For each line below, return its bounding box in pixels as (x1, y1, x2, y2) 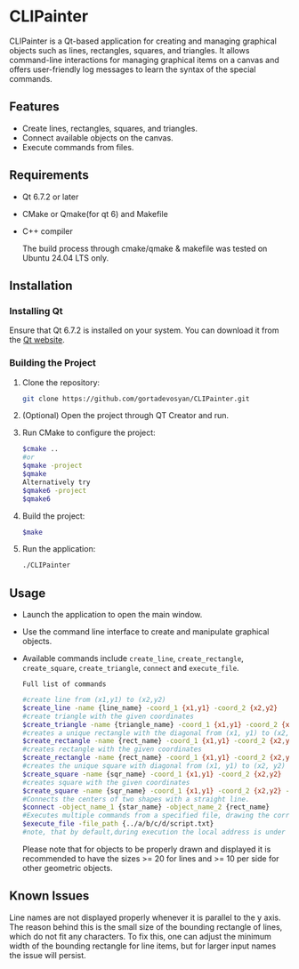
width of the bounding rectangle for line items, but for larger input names (9, 941, 277, 951)
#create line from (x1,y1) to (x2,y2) (21, 696, 166, 705)
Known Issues (9, 888, 90, 904)
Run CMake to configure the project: (21, 427, 156, 438)
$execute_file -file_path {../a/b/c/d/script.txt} (21, 820, 214, 828)
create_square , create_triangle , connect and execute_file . (21, 663, 239, 674)
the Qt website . (9, 335, 65, 345)
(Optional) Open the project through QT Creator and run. (21, 410, 230, 421)
